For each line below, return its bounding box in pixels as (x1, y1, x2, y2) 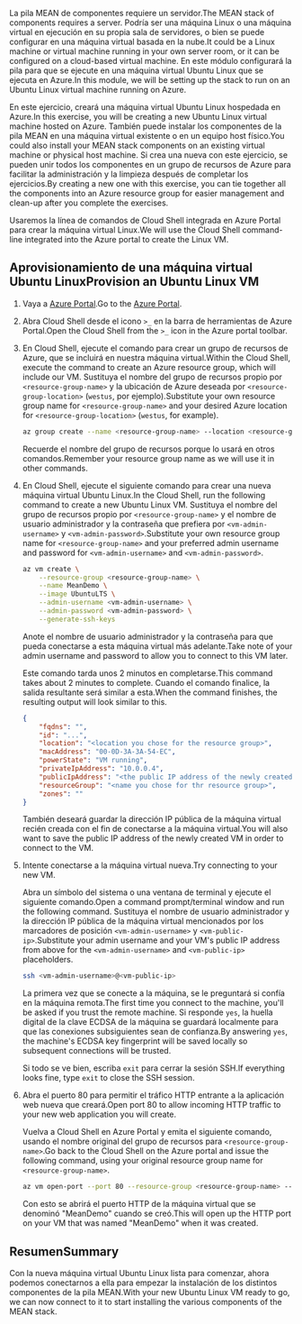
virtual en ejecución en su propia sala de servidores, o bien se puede (9, 27, 265, 37)
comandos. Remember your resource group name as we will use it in (22, 452, 275, 463)
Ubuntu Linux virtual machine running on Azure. (9, 85, 187, 95)
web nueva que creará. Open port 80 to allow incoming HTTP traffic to (22, 1100, 281, 1110)
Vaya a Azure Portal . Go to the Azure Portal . (22, 297, 182, 309)
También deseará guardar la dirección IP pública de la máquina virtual (22, 814, 281, 825)
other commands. (22, 462, 88, 473)
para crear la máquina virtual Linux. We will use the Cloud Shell (9, 224, 241, 235)
